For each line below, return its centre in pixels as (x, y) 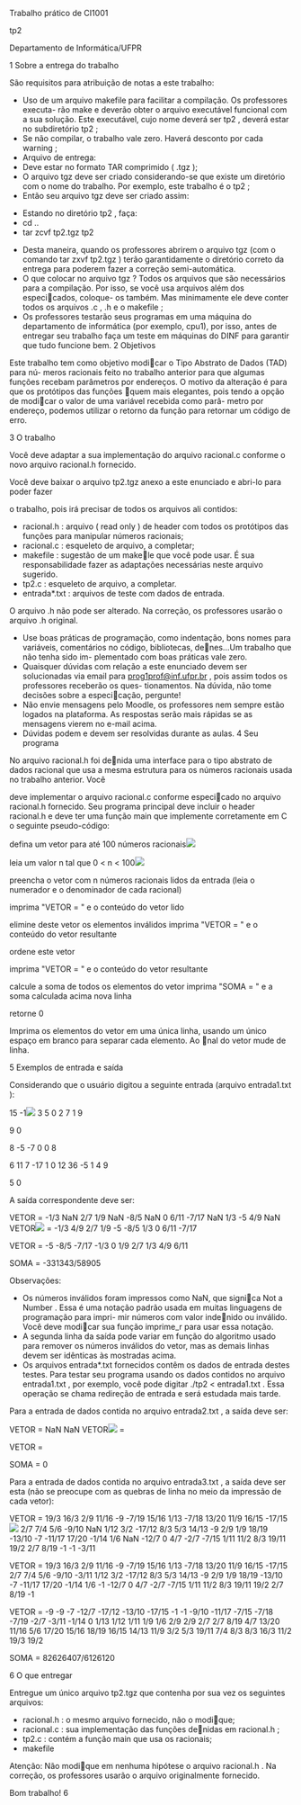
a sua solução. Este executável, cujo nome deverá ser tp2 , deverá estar (155, 119)
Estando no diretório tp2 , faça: (80, 213)
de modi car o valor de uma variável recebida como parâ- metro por (137, 401)
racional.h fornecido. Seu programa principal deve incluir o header (133, 806)
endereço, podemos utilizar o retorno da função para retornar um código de (150, 410)
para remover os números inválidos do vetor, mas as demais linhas (146, 1346)
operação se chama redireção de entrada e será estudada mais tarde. (151, 1393)
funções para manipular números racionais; (103, 536)
